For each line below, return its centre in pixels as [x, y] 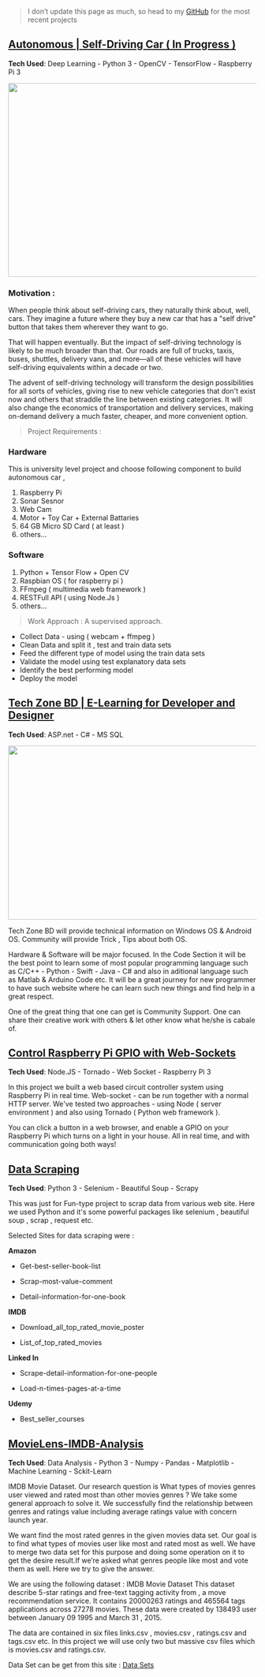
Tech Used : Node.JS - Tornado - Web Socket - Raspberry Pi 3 [110, 1072]
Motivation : [32, 293]
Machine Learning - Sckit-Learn [60, 1471]
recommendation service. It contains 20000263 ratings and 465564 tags [127, 1600]
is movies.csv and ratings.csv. [57, 1649]
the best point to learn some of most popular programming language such [128, 962]
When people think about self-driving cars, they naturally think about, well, [129, 310]
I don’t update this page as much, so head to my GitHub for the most [139, 11]
